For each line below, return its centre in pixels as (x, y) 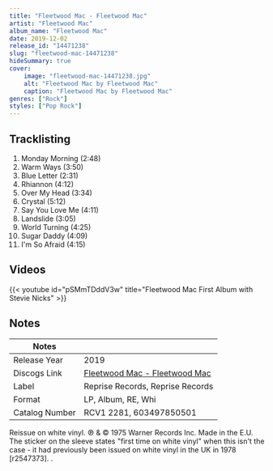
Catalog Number (45, 412)
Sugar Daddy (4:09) (54, 235)
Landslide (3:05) (48, 219)
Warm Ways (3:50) (52, 167)
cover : (20, 69)
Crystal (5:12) (43, 201)
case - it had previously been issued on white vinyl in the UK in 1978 (123, 449)
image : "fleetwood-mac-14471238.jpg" (87, 76)
